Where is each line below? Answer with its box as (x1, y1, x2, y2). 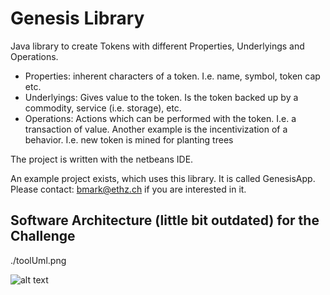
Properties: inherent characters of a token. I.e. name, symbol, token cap (24, 70, 321, 82)
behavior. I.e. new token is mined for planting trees (24, 133, 234, 146)
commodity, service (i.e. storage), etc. (24, 102, 182, 114)
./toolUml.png (10, 254, 67, 266)
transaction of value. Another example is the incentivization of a (24, 123, 288, 135)
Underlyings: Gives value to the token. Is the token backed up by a (24, 91, 299, 103)
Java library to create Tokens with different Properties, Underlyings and (10, 40, 305, 52)
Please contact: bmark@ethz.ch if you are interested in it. (10, 183, 247, 195)
